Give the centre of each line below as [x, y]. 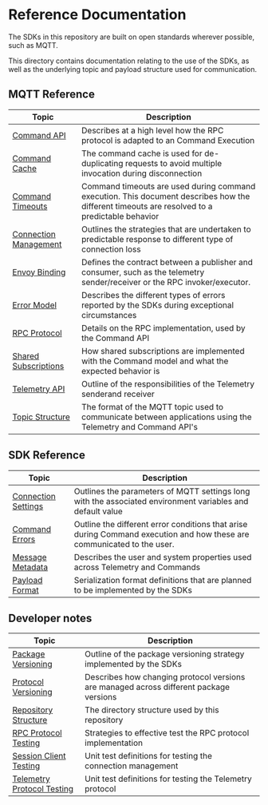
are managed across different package [157, 687]
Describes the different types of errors [153, 295]
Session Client [39, 756]
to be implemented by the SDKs [133, 590]
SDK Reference [47, 456]
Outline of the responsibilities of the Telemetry [168, 383]
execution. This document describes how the [166, 196]
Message [30, 557]
